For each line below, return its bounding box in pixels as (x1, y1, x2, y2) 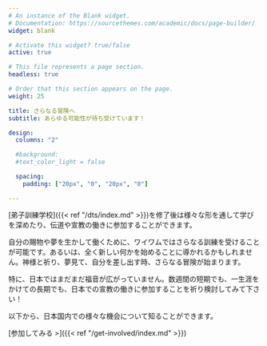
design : (8, 129, 34, 137)
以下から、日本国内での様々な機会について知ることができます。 (8, 311, 218, 320)
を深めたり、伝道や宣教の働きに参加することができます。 (8, 219, 197, 229)
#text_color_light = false (15, 158, 106, 167)
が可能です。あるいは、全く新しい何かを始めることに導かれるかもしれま (8, 247, 246, 256)
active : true (8, 49, 52, 57)
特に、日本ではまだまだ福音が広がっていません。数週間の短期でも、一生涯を (8, 274, 260, 284)
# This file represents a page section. (8, 63, 145, 71)
